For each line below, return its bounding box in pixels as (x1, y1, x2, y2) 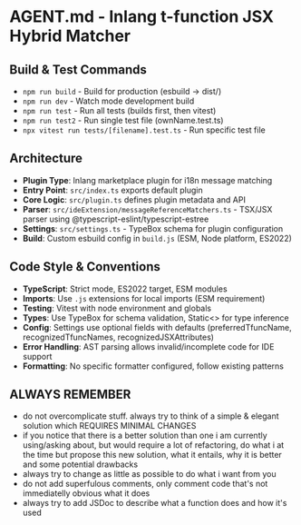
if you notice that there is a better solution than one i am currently (22, 430, 267, 441)
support (22, 351, 53, 362)
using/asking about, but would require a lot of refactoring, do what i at (22, 440, 285, 451)
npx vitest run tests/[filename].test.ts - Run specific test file (22, 124, 266, 135)
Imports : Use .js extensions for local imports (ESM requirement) (22, 292, 266, 303)
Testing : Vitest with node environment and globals (22, 302, 212, 313)
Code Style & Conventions (9, 259, 161, 274)
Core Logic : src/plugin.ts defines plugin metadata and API (22, 193, 247, 205)
